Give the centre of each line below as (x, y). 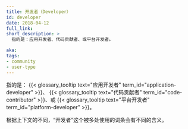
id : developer (24, 17)
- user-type (21, 67)
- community (21, 61)
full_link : (20, 28)
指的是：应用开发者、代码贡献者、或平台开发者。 (62, 39)
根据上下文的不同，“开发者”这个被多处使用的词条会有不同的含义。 (87, 119)
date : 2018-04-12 (28, 23)
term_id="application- (150, 85)
